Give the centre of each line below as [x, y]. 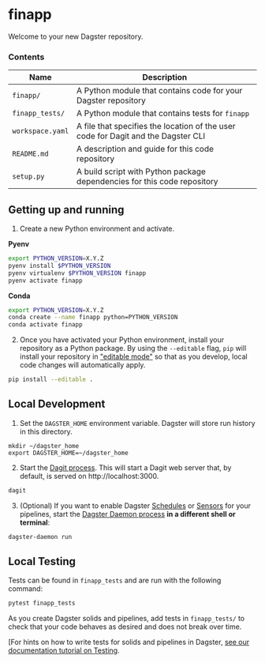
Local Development [57, 404]
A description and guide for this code [145, 149]
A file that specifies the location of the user [156, 126]
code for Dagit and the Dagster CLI [141, 136]
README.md [30, 154]
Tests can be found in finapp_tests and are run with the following [115, 580]
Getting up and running [66, 210]
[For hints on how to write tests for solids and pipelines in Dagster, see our [129, 642]
